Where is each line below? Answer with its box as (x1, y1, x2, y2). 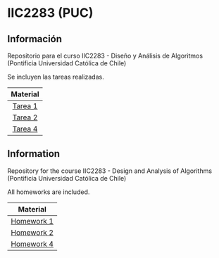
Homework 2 (11, 227, 54, 237)
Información (7, 33, 62, 45)
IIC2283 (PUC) (7, 5, 94, 21)
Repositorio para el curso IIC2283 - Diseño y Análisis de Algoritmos (7, 51, 203, 60)
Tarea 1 (12, 101, 38, 110)
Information (7, 148, 61, 160)
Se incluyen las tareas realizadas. (7, 72, 104, 81)
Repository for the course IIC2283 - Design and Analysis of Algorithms (7, 167, 213, 175)
